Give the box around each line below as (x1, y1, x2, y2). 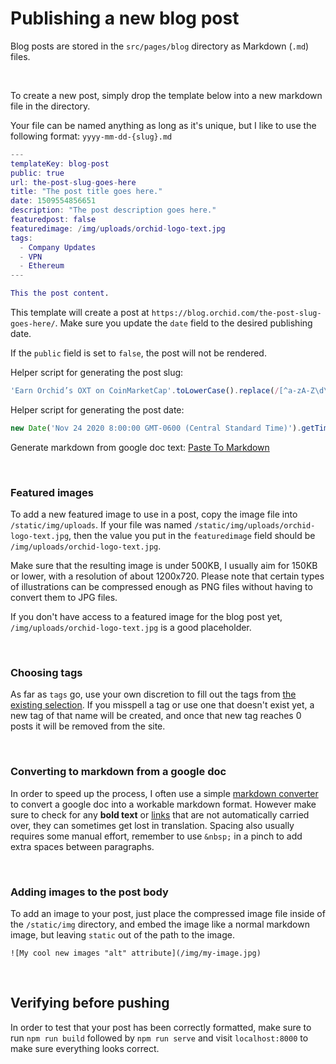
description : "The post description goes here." (10, 205, 217, 216)
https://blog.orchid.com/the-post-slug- (151, 308, 322, 319)
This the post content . (10, 288, 110, 299)
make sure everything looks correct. (10, 1042, 160, 1054)
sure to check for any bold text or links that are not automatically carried (10, 808, 310, 821)
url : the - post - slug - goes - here (10, 177, 137, 187)
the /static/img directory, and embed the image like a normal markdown (10, 918, 310, 930)
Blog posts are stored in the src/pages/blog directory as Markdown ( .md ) (10, 40, 310, 52)
